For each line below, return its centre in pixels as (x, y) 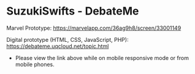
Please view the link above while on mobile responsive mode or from (102, 58)
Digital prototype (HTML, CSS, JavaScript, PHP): (67, 39)
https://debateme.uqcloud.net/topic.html (58, 46)
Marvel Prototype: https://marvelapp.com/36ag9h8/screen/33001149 (94, 28)
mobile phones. (35, 64)
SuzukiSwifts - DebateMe (73, 11)
